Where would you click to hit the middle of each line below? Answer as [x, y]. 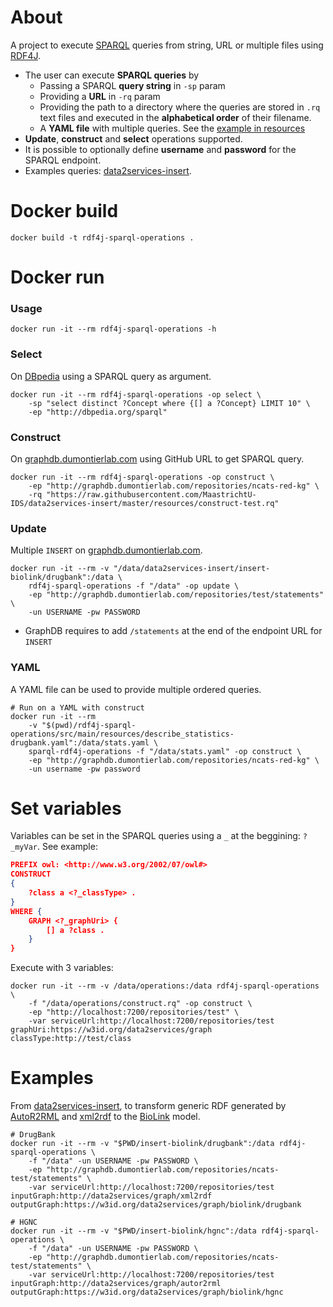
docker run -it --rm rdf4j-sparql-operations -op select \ [136, 394]
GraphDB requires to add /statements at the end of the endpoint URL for [173, 631]
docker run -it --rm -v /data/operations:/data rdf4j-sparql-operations [165, 986]
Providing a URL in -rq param [100, 96]
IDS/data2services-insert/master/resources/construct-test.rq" [145, 503]
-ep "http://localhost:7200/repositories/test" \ [134, 1012]
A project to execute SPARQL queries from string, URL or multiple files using [167, 45]
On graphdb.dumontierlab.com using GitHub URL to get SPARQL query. [157, 458]
